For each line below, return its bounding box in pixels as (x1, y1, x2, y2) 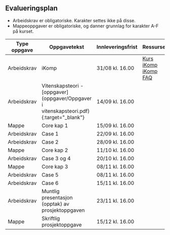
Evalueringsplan (5, 4, 58, 13)
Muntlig (41, 187, 60, 195)
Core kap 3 (41, 163, 68, 170)
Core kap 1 (41, 122, 68, 129)
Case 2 (41, 138, 59, 146)
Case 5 (41, 171, 59, 178)
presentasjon (41, 194, 73, 201)
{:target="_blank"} (41, 114, 85, 121)
